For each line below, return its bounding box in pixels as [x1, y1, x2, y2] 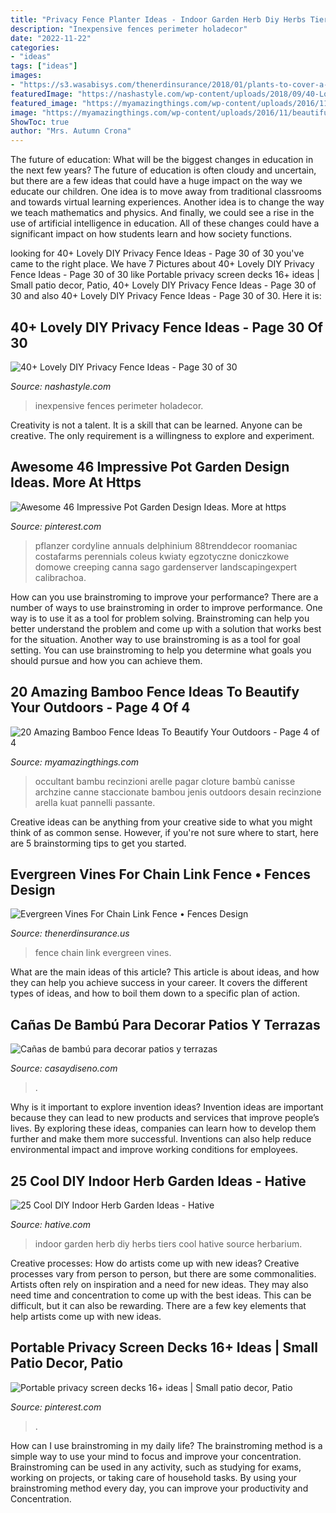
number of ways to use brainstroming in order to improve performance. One [10, 601, 323, 613]
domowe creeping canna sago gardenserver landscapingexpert [34, 561, 298, 573]
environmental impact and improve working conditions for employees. [10, 1144, 298, 1156]
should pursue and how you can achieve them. [10, 654, 203, 666]
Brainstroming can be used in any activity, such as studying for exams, [10, 1461, 302, 1473]
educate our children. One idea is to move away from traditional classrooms [10, 186, 322, 198]
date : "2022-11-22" [10, 33, 92, 43]
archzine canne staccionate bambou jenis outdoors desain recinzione [34, 786, 322, 798]
